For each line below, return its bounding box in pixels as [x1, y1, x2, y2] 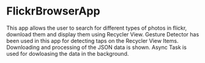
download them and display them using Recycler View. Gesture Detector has [6, 30, 199, 38]
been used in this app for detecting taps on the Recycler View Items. [6, 37, 179, 44]
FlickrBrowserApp [6, 4, 100, 18]
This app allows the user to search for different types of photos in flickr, [6, 24, 187, 31]
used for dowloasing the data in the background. [6, 50, 129, 57]
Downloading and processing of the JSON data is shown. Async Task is [6, 44, 187, 51]
